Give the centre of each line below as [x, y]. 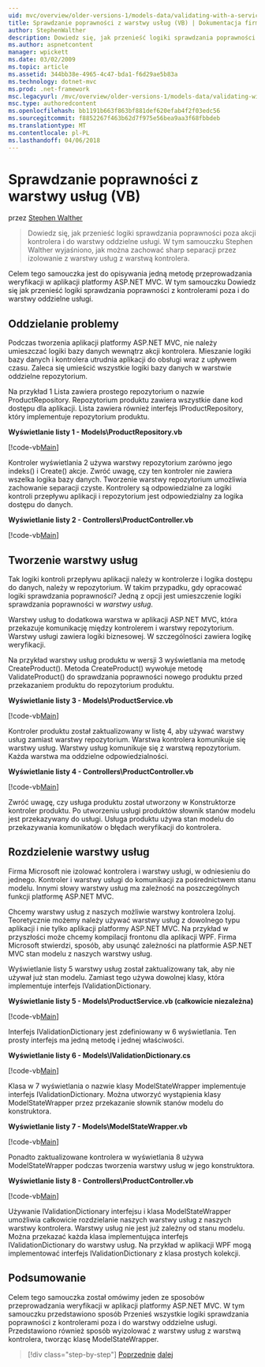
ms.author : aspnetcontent [50, 45]
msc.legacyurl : [33, 96]
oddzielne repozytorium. [48, 377]
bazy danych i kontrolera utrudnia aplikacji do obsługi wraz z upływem [122, 359]
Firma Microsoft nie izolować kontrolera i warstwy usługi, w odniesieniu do [129, 871]
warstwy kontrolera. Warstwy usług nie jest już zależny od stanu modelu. [127, 1228]
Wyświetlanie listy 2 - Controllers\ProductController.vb [101, 520]
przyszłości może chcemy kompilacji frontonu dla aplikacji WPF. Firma [122, 937]
